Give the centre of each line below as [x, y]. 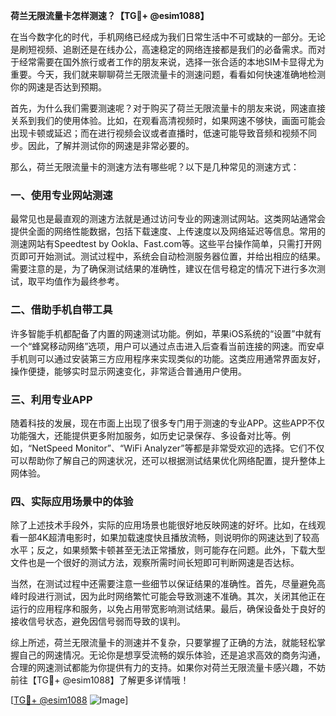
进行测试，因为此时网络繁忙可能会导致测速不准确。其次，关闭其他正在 [181, 596]
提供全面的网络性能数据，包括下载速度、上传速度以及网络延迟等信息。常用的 [168, 231]
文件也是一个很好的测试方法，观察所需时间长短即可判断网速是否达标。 [155, 563]
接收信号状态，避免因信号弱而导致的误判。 [98, 621]
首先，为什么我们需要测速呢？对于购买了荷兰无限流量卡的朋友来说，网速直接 [168, 108]
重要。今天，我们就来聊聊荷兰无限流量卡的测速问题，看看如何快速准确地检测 [168, 74]
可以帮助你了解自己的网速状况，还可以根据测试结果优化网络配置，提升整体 [163, 460]
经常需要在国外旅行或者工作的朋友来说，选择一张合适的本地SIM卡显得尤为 [171, 62]
